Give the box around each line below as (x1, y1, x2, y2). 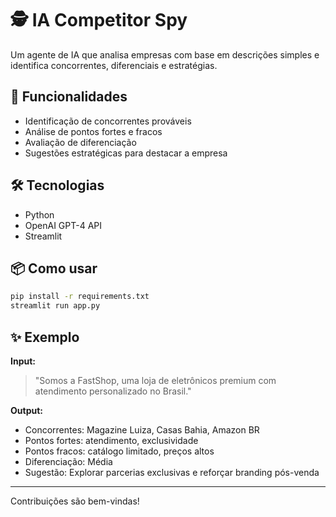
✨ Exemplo (10, 328, 80, 346)
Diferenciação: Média (24, 455, 113, 467)
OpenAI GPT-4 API (24, 219, 103, 231)
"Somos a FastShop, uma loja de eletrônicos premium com (34, 374, 277, 386)
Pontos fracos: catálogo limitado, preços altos (24, 445, 215, 457)
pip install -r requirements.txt (10, 292, 150, 302)
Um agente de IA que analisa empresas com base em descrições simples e (10, 48, 320, 61)
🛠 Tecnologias (10, 177, 105, 194)
